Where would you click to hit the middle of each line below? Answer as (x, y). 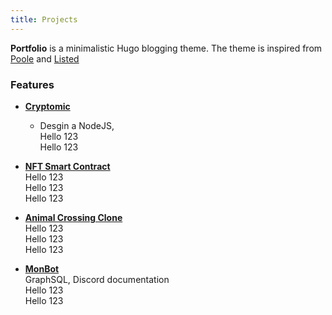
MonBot (42, 268)
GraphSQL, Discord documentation (97, 279)
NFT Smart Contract (67, 166)
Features (32, 84)
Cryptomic (47, 106)
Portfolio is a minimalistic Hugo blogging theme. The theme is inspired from (166, 48)
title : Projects (44, 19)
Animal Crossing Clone (73, 217)
